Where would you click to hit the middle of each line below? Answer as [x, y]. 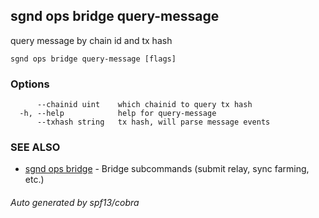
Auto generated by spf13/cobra [75, 202]
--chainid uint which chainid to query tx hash [144, 105]
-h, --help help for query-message [118, 114]
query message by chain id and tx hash [91, 40]
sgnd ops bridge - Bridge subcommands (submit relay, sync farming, [167, 169]
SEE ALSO [35, 147]
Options [30, 84]
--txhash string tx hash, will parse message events [153, 122]
